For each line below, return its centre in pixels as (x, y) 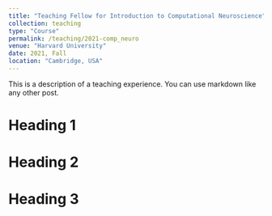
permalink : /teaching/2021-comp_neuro (74, 38)
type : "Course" (34, 31)
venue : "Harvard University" (57, 46)
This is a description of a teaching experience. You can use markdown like (132, 84)
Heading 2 (44, 162)
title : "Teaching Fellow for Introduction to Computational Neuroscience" (137, 16)
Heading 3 (44, 199)
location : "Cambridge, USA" (56, 61)
